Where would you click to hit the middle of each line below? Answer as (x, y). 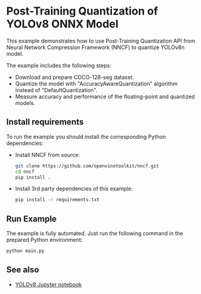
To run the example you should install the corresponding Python (86, 136)
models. (25, 103)
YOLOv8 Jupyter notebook (48, 284)
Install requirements (45, 122)
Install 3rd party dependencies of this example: (74, 189)
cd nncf (25, 172)
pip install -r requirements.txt (57, 200)
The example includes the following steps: (59, 65)
